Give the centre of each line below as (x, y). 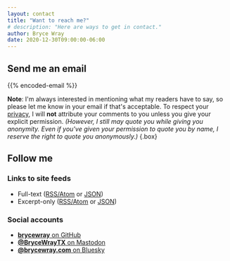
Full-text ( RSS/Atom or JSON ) (60, 193)
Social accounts (35, 219)
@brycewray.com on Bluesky (61, 250)
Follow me (30, 159)
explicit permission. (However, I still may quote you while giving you (106, 121)
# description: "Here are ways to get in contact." (84, 27)
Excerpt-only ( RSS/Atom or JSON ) (67, 201)
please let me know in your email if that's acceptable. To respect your (108, 106)
